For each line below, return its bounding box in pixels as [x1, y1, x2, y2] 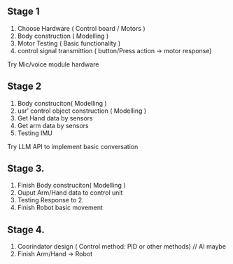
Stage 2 [7, 81, 42, 92]
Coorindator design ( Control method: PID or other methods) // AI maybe [17, 242, 226, 251]
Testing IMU [17, 129, 52, 137]
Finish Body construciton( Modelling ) [17, 181, 126, 190]
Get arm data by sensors [17, 121, 89, 130]
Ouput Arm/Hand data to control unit [17, 188, 123, 197]
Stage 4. [7, 223, 45, 235]
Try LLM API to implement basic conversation [7, 142, 139, 151]
